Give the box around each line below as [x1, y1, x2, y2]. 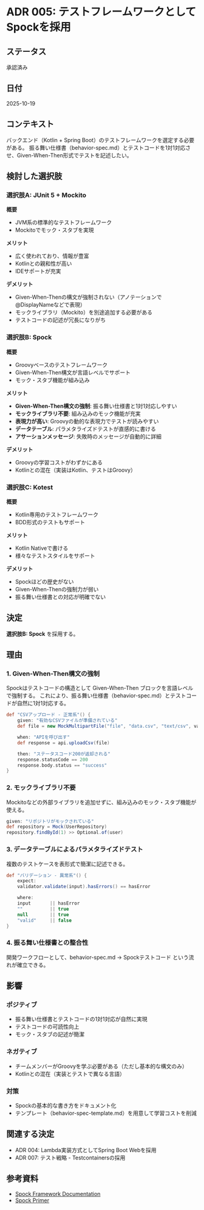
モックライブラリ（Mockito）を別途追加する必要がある [15, 308, 153, 316]
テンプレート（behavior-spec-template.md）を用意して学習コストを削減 [15, 1109, 197, 1117]
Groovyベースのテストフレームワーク [15, 361, 108, 368]
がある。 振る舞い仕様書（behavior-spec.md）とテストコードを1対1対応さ [6, 144, 191, 151]
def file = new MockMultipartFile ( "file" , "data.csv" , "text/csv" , [17, 723, 191, 730]
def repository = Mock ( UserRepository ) [6, 824, 107, 830]
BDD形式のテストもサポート [15, 518, 86, 525]
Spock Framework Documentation [15, 1190, 101, 1197]
